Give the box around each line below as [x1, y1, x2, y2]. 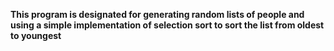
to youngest [10, 30, 62, 41]
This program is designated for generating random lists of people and [10, 9, 305, 20]
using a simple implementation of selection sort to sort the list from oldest [10, 19, 325, 31]
